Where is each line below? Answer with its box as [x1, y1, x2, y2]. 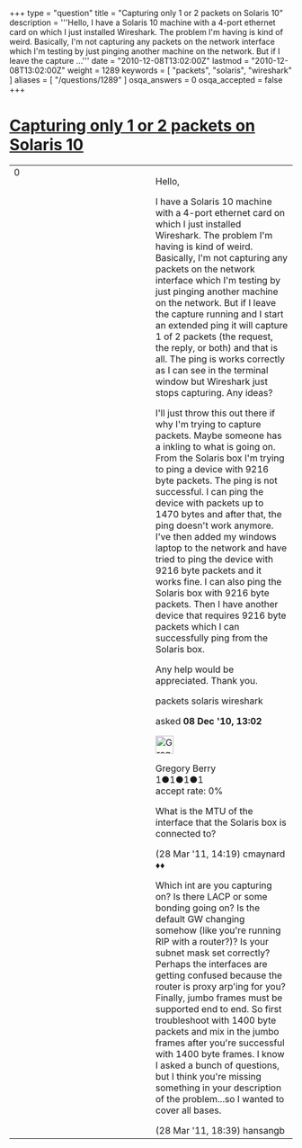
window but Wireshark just [155, 375, 268, 388]
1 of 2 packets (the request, [155, 330, 274, 343]
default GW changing [155, 912, 245, 925]
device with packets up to [155, 497, 264, 509]
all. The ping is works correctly [155, 353, 286, 365]
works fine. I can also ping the [155, 575, 282, 587]
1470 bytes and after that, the [155, 507, 282, 520]
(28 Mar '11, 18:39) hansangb [155, 1124, 285, 1136]
